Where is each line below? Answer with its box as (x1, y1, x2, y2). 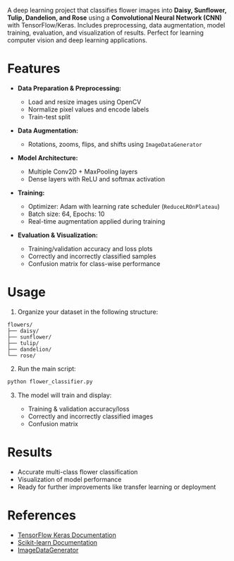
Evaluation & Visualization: (17, 231, 99, 239)
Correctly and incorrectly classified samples (27, 252, 156, 260)
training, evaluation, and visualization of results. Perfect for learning (7, 28, 204, 37)
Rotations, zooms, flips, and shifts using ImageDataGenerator (27, 140, 203, 148)
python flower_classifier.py (7, 378, 93, 385)
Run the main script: (17, 364, 76, 373)
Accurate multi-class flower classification (17, 467, 138, 476)
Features (7, 61, 61, 77)
